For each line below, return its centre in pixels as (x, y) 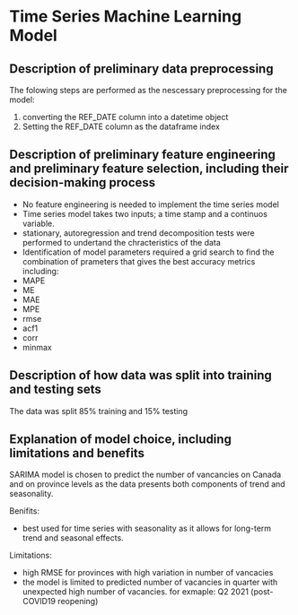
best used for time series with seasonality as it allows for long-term (147, 528)
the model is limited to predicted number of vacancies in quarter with (150, 582)
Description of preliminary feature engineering (143, 155)
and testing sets (55, 390)
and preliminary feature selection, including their (149, 169)
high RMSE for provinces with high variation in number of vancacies (148, 573)
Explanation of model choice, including (120, 440)
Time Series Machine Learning (126, 17)
